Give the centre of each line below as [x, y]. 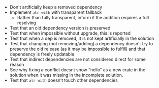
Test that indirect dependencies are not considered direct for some [78, 59]
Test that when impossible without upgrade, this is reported [70, 33]
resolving [27, 23]
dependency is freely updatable [42, 54]
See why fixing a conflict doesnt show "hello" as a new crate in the [78, 70]
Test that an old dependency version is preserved [60, 28]
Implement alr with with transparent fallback [56, 12]
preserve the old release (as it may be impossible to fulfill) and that [78, 49]
